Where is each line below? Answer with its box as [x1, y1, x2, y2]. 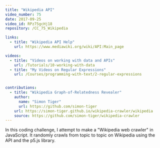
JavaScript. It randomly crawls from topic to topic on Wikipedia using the [5, 132, 155, 138]
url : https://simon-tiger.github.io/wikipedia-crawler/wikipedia [14, 108, 153, 113]
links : [5, 35, 19, 40]
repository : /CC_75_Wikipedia [5, 26, 68, 31]
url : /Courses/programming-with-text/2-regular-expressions [14, 72, 142, 77]
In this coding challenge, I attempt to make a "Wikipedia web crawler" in [5, 127, 153, 133]
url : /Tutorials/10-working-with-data [14, 62, 95, 67]
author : [14, 94, 30, 99]
